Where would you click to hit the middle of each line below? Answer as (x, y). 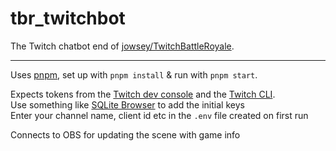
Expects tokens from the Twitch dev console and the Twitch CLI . (143, 94)
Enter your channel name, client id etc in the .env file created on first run (159, 115)
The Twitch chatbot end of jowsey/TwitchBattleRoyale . (122, 46)
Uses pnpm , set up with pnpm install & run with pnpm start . (134, 74)
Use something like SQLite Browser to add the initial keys (127, 104)
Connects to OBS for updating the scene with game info (125, 134)
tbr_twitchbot (68, 18)
